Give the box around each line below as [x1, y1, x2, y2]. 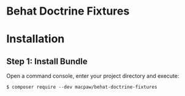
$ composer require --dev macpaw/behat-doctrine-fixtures [6, 84, 157, 91]
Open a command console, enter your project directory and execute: [6, 72, 179, 80]
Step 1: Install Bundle [6, 56, 88, 66]
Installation [6, 32, 65, 46]
